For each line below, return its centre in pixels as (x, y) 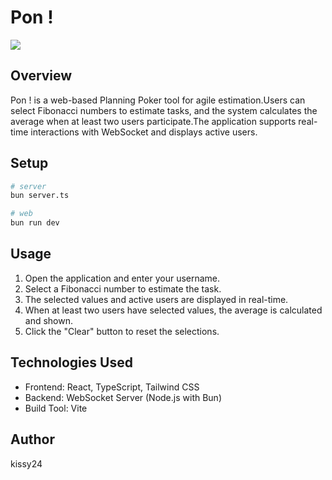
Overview (41, 76)
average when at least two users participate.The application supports (153, 121)
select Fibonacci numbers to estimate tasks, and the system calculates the (164, 110)
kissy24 (26, 463)
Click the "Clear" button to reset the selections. (122, 331)
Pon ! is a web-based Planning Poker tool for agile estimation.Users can (158, 100)
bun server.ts (40, 196)
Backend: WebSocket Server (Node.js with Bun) (123, 397)
